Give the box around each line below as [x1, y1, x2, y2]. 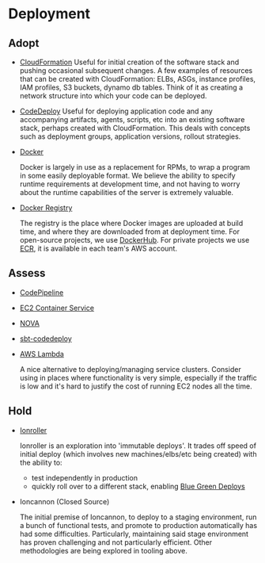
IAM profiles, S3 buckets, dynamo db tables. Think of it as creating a [19, 82, 244, 92]
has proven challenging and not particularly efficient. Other [19, 537, 212, 547]
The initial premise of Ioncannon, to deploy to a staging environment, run [19, 512, 257, 522]
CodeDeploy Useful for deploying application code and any [19, 106, 214, 116]
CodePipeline [19, 287, 64, 297]
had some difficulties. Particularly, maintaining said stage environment [19, 529, 249, 538]
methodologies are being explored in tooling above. [19, 546, 187, 555]
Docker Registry [19, 203, 73, 213]
